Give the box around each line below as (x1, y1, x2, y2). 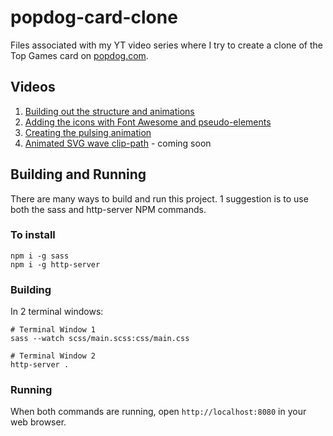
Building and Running (10, 166, 147, 183)
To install (10, 228, 56, 242)
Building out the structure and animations (24, 105, 195, 117)
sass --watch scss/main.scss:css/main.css (10, 334, 190, 344)
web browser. (10, 416, 67, 428)
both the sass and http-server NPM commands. (10, 203, 207, 215)
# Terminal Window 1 (10, 325, 97, 335)
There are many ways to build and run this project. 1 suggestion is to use (10, 192, 309, 205)
